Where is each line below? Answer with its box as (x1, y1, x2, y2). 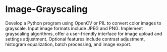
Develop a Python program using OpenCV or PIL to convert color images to (5, 20, 161, 26)
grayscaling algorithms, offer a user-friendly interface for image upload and (5, 30, 162, 36)
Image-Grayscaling (5, 3, 88, 15)
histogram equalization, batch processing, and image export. (5, 41, 132, 47)
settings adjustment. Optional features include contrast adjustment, (5, 36, 145, 42)
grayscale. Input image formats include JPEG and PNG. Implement (5, 25, 143, 31)
